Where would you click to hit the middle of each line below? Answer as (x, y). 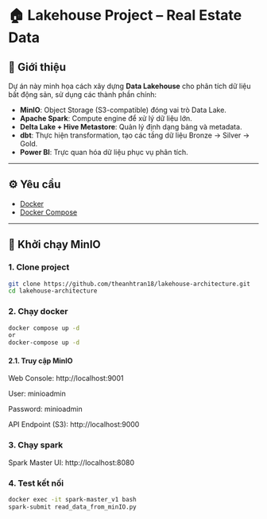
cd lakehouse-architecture (53, 291)
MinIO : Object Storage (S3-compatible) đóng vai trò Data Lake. (123, 110)
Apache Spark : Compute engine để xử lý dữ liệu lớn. (106, 118)
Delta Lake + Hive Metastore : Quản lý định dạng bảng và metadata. (131, 127)
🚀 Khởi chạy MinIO (54, 244)
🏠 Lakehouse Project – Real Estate (125, 15)
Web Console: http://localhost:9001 (66, 378)
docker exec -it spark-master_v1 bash (72, 499)
